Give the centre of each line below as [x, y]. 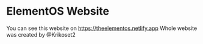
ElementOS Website [58, 11]
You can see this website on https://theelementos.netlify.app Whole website [102, 28]
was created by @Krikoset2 [41, 34]
